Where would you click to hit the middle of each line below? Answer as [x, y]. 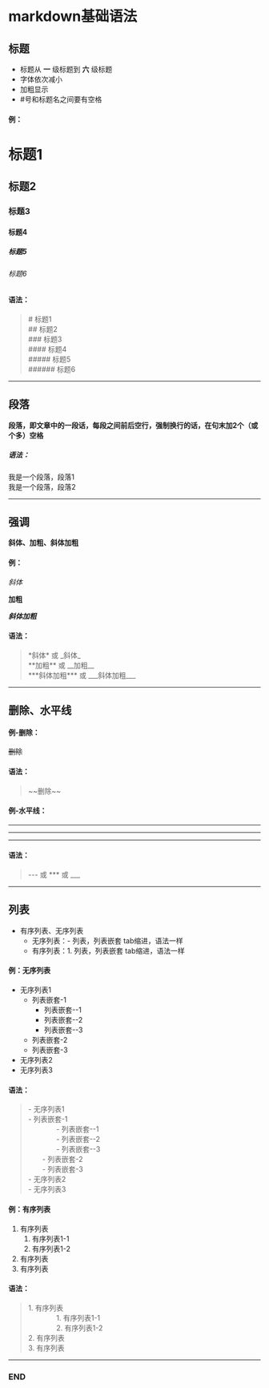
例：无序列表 [29, 970]
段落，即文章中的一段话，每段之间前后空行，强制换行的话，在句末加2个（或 [133, 425]
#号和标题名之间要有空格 [61, 99]
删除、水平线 [40, 710]
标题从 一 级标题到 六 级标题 [66, 69]
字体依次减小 [41, 79]
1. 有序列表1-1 [78, 1317]
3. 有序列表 [46, 1348]
